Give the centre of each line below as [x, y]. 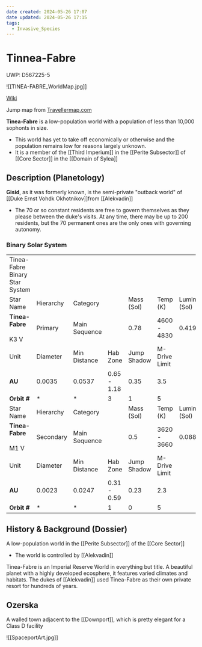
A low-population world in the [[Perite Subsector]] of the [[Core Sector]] [96, 544]
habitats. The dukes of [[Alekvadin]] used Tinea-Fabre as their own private [99, 580]
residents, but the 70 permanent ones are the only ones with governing [103, 223]
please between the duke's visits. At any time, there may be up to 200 [101, 216]
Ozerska [22, 605]
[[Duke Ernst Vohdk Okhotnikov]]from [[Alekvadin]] [70, 198]
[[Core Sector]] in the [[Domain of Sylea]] [66, 159]
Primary [47, 328]
